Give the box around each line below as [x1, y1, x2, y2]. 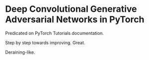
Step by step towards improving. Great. [5, 39, 85, 45]
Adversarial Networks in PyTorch [5, 14, 145, 25]
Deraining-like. [5, 49, 36, 55]
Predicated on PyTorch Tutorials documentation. [5, 30, 104, 36]
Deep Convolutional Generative [5, 3, 137, 15]
